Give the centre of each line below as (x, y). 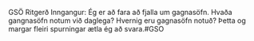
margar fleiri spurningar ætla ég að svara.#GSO (86, 29)
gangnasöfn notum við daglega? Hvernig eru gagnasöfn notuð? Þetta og (127, 20)
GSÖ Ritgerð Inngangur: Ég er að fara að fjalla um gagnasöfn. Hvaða (121, 12)
